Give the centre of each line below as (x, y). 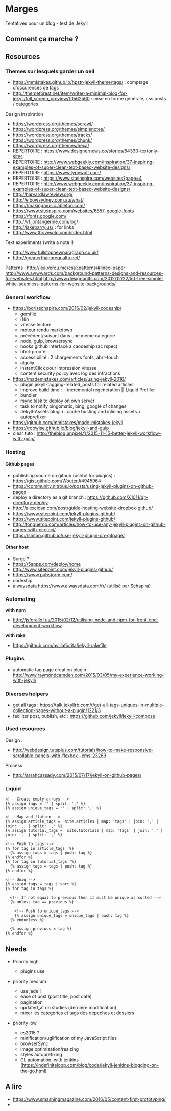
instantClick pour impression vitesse (58, 368)
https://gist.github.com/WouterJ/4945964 (57, 481)
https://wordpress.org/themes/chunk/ (52, 140)
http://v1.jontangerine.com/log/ (45, 222)
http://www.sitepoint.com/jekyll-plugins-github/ (63, 569)
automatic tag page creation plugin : (51, 670)
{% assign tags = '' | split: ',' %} (45, 804)
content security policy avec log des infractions (70, 373)
